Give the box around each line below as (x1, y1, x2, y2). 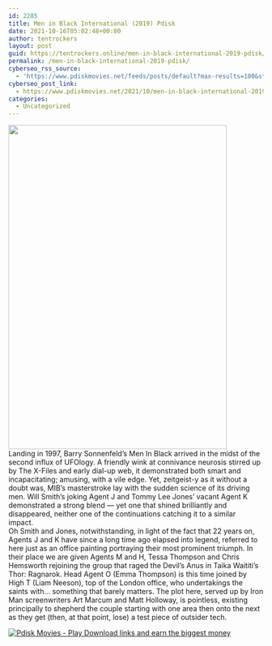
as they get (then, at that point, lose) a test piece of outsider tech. (8, 613, 227, 622)
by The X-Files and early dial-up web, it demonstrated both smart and (8, 466, 241, 476)
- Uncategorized (15, 102, 70, 110)
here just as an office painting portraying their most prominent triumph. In (8, 544, 253, 554)
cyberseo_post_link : (8, 79, 79, 88)
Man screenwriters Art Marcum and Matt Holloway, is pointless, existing (8, 595, 249, 605)
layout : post (8, 42, 53, 50)
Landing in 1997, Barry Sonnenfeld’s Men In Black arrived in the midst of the (8, 449, 261, 459)
